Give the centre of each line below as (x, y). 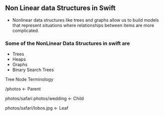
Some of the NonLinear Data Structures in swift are (68, 43)
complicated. (26, 30)
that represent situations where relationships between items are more (83, 25)
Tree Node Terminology (29, 79)
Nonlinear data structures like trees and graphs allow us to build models (86, 20)
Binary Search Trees (33, 70)
